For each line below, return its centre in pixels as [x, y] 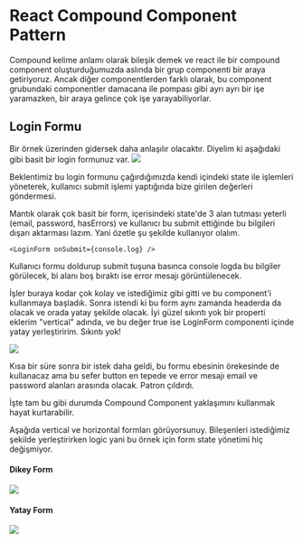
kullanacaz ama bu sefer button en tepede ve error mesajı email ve [133, 375]
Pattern [38, 35]
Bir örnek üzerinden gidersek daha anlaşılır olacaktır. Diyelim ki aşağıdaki [145, 148]
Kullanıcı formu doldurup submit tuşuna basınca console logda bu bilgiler [145, 266]
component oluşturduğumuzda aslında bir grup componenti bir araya [137, 70]
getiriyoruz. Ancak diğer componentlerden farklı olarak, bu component [141, 79]
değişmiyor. [31, 449]
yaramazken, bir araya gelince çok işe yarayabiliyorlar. [110, 98]
